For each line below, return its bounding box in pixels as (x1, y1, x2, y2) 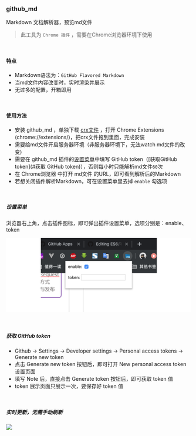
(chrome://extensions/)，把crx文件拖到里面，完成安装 (14, 133, 145, 140)
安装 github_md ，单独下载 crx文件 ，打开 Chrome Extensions (14, 126, 164, 133)
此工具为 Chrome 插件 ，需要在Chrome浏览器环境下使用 (20, 31, 153, 38)
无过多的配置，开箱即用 (14, 86, 72, 93)
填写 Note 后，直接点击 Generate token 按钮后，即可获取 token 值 (14, 375, 173, 383)
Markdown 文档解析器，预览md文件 (6, 19, 93, 26)
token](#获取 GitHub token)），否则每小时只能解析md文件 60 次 (14, 163, 163, 170)
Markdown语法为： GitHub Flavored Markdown (14, 71, 124, 78)
